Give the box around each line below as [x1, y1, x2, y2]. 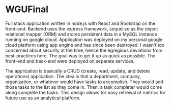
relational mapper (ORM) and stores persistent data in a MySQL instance [5, 31, 157, 37]
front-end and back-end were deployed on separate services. [5, 58, 135, 64]
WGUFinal [5, 4, 49, 15]
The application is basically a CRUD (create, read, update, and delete [5, 67, 150, 74]
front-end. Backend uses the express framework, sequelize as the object [5, 25, 158, 31]
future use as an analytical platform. [5, 95, 81, 101]
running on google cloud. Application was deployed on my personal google [5, 37, 163, 43]
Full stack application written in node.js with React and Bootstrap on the [5, 20, 156, 26]
